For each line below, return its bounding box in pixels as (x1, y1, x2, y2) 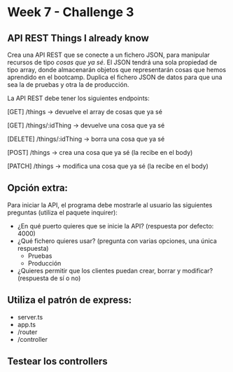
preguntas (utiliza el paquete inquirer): (7, 208, 118, 216)
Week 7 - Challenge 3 (7, 4, 134, 20)
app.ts (17, 320, 36, 329)
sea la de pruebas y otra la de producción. (7, 81, 129, 88)
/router (17, 327, 38, 336)
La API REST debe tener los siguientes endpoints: (7, 94, 150, 102)
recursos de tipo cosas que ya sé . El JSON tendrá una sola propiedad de (7, 58, 218, 67)
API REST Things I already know (7, 32, 149, 44)
